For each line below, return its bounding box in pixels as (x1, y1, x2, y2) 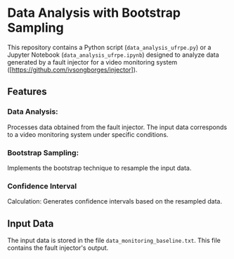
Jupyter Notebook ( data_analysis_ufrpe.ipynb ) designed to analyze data (7, 51, 219, 59)
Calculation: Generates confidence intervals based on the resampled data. (7, 197, 223, 206)
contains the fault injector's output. (7, 244, 109, 252)
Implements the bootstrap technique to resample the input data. (7, 164, 192, 172)
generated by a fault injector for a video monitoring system (7, 58, 178, 66)
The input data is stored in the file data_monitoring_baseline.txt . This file (7, 237, 221, 245)
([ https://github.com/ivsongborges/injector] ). (7, 65, 138, 74)
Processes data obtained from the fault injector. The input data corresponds (7, 123, 227, 131)
